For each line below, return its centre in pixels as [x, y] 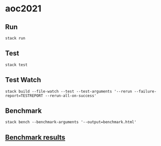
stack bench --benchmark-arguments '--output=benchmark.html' [71, 122]
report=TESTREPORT [24, 96]
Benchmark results [35, 137]
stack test [16, 65]
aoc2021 [23, 9]
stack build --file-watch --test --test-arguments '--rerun [69, 91]
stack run [15, 38]
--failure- [145, 91]
